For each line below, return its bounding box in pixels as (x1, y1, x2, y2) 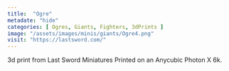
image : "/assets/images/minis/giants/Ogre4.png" (7, 30, 154, 37)
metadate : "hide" (7, 17, 59, 24)
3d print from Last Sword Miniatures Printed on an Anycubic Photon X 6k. (7, 56, 223, 64)
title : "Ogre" (7, 10, 53, 18)
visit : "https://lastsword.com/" (7, 37, 107, 44)
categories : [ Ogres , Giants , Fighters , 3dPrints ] (7, 23, 164, 30)
